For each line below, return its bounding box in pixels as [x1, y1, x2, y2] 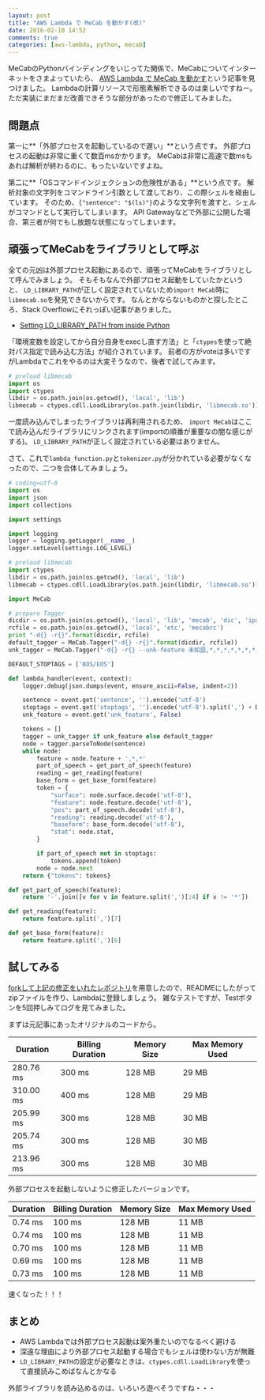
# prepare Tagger [8, 609, 65, 617]
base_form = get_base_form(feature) [36, 776, 157, 785]
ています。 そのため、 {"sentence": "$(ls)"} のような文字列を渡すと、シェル [8, 197, 256, 206]
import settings [8, 515, 62, 523]
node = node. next [36, 864, 93, 872]
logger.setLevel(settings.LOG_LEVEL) [8, 545, 132, 553]
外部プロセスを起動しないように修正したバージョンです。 [8, 1183, 195, 1194]
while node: [22, 747, 62, 755]
